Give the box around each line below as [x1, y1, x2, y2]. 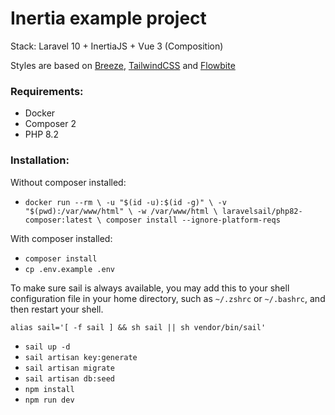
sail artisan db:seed [24, 373, 115, 384]
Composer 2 [24, 118, 77, 130]
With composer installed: [10, 232, 113, 244]
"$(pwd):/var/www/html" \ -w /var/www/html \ [24, 206, 218, 216]
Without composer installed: [10, 176, 127, 188]
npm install [24, 384, 75, 394]
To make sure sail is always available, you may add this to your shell [10, 282, 290, 294]
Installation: [10, 153, 70, 167]
